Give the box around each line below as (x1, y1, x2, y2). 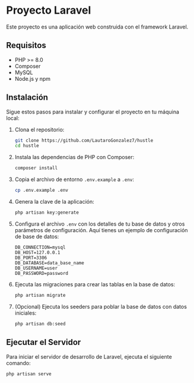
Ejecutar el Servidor (6, 337, 81, 347)
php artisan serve (6, 371, 52, 377)
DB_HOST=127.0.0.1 (14, 249, 61, 255)
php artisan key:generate (14, 210, 79, 216)
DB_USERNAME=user (14, 265, 58, 271)
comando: (6, 359, 31, 366)
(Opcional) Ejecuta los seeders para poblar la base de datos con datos (14, 303, 187, 310)
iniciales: (14, 309, 37, 316)
